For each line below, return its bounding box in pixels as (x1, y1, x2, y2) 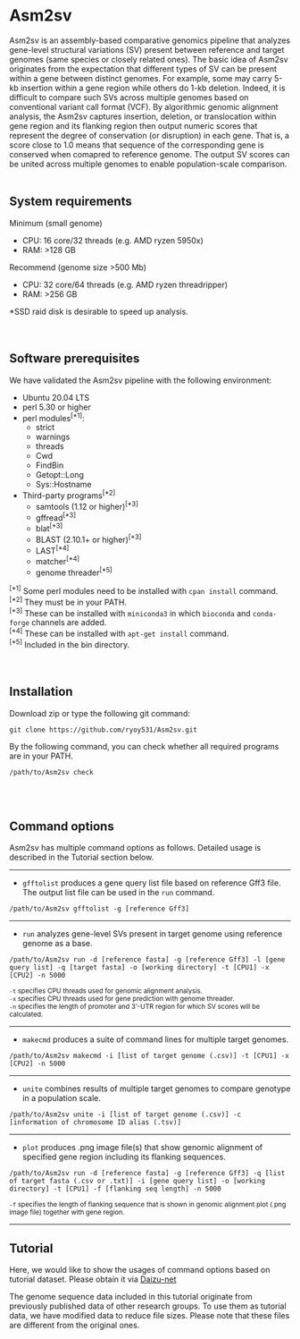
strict (35, 422, 55, 433)
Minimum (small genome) (9, 217, 103, 228)
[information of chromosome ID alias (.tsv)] (9, 1118, 181, 1127)
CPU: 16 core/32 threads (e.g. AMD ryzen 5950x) (21, 234, 204, 246)
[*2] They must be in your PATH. (9, 596, 128, 607)
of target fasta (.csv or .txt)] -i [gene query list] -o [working (9, 1177, 266, 1186)
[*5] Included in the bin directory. (9, 638, 130, 649)
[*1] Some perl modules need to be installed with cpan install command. (9, 584, 279, 597)
